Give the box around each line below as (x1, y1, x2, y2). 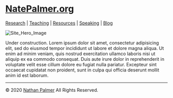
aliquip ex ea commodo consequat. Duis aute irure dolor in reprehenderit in (5, 56, 165, 62)
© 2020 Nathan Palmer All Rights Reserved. (5, 87, 99, 93)
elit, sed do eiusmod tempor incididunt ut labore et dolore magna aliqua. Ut (5, 45, 164, 51)
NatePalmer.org (5, 3, 74, 15)
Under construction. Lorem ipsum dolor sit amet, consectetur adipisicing (5, 39, 159, 46)
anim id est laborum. (5, 72, 49, 78)
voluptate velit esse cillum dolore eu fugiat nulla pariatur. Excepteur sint (5, 61, 157, 67)
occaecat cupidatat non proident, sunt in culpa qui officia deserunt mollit (5, 67, 160, 73)
